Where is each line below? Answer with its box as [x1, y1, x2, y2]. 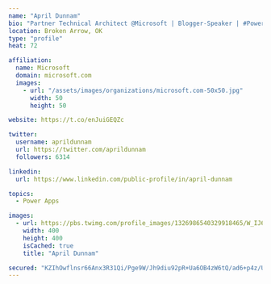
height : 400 [23, 234, 63, 242]
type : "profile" [8, 34, 63, 43]
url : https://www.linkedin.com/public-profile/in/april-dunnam [15, 175, 232, 183]
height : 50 [29, 102, 67, 110]
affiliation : [8, 56, 52, 65]
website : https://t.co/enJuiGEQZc [8, 116, 125, 124]
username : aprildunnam [15, 138, 92, 146]
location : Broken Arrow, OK [8, 27, 103, 35]
